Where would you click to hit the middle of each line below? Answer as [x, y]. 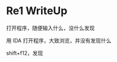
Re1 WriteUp [37, 11]
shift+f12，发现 [25, 53]
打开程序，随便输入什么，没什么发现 [50, 28]
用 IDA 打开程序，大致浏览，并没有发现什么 [59, 40]
